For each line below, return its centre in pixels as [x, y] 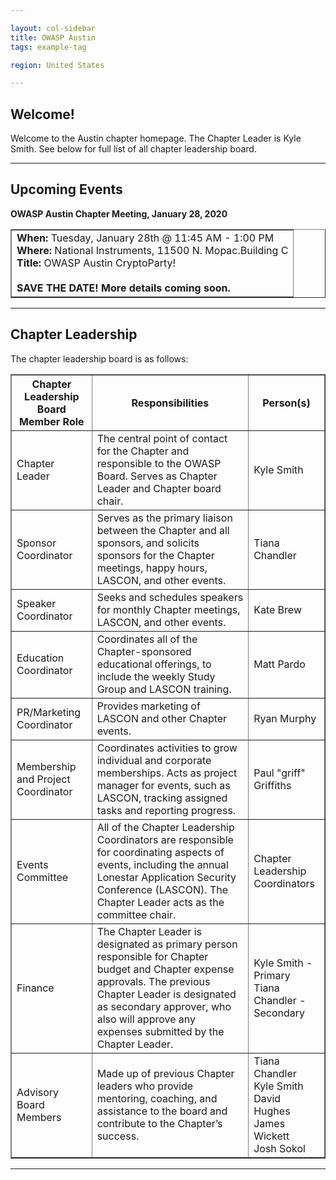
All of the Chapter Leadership [165, 827]
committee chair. [136, 914]
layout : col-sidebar [53, 28]
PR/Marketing [49, 712]
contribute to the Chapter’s [159, 1123]
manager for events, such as [163, 785]
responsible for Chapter [152, 956]
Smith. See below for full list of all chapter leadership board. [133, 149]
